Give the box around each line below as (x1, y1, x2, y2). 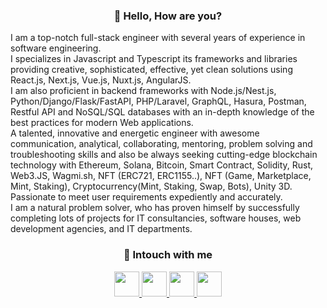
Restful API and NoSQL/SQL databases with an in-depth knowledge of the (10, 106, 315, 118)
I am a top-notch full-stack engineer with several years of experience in (10, 32, 306, 44)
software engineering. (10, 42, 102, 54)
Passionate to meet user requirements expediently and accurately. (10, 191, 283, 203)
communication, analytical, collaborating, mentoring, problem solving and (10, 138, 313, 150)
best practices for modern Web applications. (10, 117, 194, 129)
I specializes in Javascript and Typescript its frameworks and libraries (10, 53, 298, 65)
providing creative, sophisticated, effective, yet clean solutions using (10, 64, 293, 76)
